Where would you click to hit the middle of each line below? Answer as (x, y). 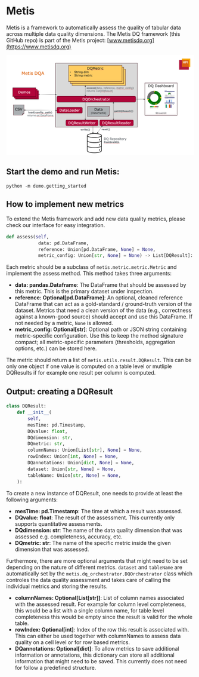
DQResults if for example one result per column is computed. (81, 373)
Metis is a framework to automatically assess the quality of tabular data (94, 27)
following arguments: (32, 500)
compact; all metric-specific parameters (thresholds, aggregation (95, 342)
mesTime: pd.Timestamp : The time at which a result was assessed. (99, 511)
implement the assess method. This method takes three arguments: (89, 274)
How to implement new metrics (65, 204)
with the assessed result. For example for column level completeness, (100, 604)
